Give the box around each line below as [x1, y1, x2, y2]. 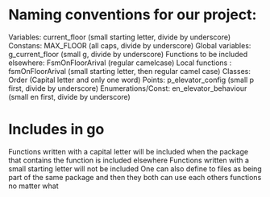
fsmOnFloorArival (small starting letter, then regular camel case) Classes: [8, 66, 251, 76]
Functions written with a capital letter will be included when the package [8, 146, 248, 156]
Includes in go [8, 121, 105, 138]
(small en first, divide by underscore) [8, 92, 131, 101]
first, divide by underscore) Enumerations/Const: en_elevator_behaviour [8, 83, 247, 93]
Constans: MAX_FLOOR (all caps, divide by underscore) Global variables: [8, 40, 251, 50]
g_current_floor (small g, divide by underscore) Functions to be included [8, 49, 248, 59]
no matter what [8, 181, 59, 191]
